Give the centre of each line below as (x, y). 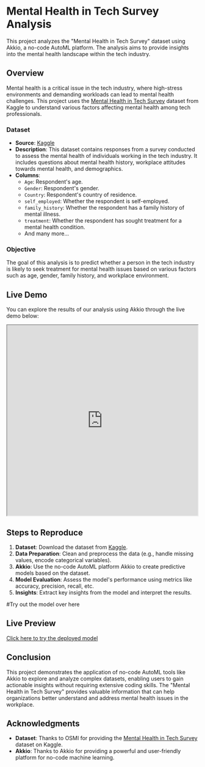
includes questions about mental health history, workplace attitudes (100, 162)
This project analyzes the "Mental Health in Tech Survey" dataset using (96, 41)
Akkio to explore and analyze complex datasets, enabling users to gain (95, 679)
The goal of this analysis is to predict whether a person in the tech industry (101, 263)
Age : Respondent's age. (54, 182)
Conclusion (29, 658)
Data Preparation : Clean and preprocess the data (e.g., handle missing (104, 554)
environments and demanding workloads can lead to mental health (90, 94)
